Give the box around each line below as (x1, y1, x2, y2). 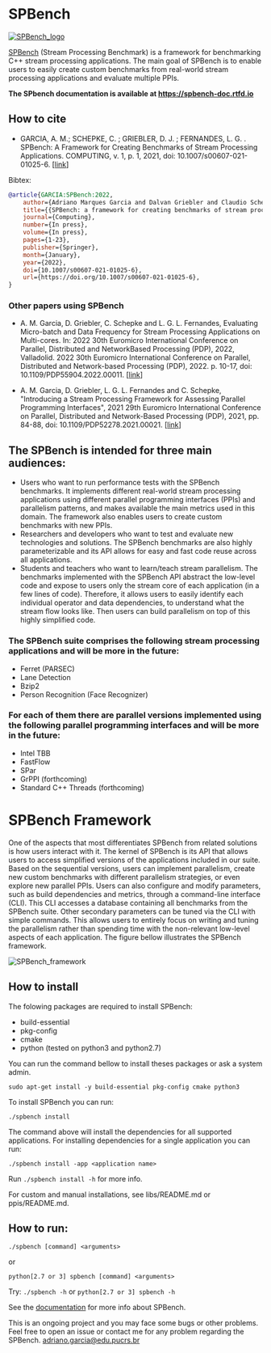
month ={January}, (23, 251, 81, 259)
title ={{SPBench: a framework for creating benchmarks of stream (23, 205, 248, 214)
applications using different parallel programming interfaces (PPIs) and (19, 495, 256, 505)
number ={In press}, (23, 221, 89, 229)
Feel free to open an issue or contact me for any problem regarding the (8, 1327, 244, 1337)
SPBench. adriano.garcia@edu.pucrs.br (8, 1335, 140, 1345)
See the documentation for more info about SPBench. (8, 1303, 186, 1313)
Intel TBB (19, 748, 51, 758)
